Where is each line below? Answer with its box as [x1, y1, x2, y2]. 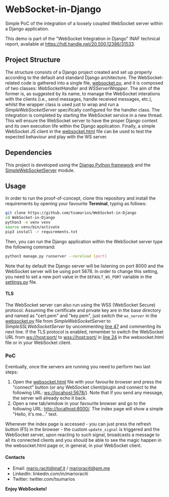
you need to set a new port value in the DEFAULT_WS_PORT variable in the [5, 274, 152, 280]
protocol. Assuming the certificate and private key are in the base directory [5, 307, 161, 313]
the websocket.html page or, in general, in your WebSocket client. [5, 442, 142, 449]
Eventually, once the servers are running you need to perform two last [5, 364, 151, 370]
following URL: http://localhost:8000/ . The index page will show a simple [12, 406, 163, 412]
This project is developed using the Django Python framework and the [5, 162, 151, 168]
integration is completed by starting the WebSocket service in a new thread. [5, 112, 163, 118]
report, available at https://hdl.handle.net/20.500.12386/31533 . [5, 41, 135, 47]
